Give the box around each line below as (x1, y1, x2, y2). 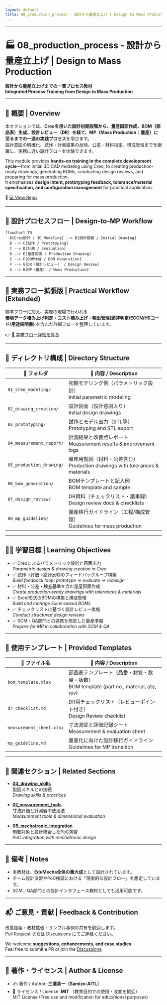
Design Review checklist (69, 713, 126, 720)
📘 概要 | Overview (5, 109, 61, 118)
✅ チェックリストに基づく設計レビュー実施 (12, 606, 100, 612)
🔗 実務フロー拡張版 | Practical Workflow (5, 287, 129, 295)
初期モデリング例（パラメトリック (69, 379, 148, 386)
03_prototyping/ (7, 421, 46, 427)
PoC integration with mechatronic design (12, 835, 97, 841)
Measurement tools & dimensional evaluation (12, 813, 105, 819)
